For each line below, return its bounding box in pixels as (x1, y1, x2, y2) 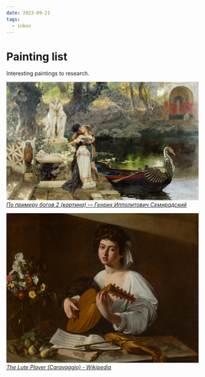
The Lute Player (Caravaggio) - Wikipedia (6, 364, 112, 371)
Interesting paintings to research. (6, 70, 90, 77)
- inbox (12, 23, 32, 29)
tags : (6, 16, 20, 23)
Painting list (6, 49, 68, 63)
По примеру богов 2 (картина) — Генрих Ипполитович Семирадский (6, 201, 187, 208)
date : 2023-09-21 (6, 10, 51, 16)
